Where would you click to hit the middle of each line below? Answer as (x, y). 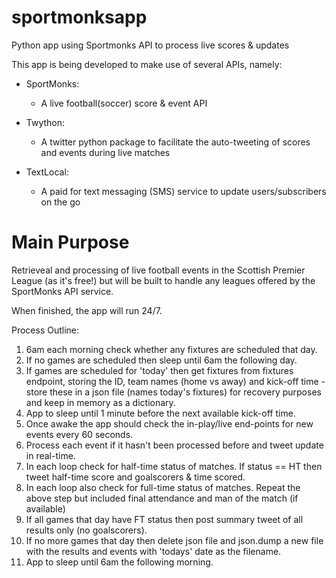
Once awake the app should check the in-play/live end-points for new (169, 423)
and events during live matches (105, 152)
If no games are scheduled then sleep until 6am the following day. (161, 360)
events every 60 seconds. (79, 434)
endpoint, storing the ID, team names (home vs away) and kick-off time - (175, 381)
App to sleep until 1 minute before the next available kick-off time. (160, 413)
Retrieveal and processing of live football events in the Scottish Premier (158, 270)
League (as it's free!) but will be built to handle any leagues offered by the (163, 280)
